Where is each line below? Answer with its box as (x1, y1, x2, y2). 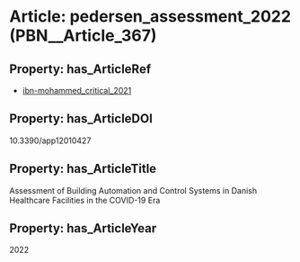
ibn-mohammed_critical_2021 (22, 86, 132, 95)
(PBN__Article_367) (9, 25, 157, 46)
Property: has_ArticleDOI (9, 111, 153, 127)
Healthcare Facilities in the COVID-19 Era (9, 194, 161, 205)
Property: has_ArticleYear (9, 221, 157, 236)
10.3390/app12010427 (9, 135, 92, 146)
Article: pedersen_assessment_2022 (9, 6, 292, 27)
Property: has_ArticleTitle (9, 161, 157, 176)
